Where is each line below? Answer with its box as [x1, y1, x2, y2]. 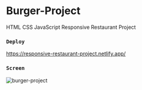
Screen [6, 65, 25, 72]
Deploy [6, 38, 25, 45]
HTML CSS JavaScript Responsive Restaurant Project [6, 24, 136, 31]
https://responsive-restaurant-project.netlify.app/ [6, 50, 126, 57]
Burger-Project [6, 4, 81, 18]
